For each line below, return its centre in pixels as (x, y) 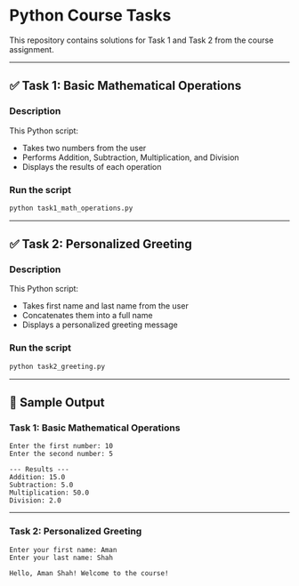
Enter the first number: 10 (61, 446)
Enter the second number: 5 (61, 454)
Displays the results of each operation (92, 166)
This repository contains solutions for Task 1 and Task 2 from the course (141, 40)
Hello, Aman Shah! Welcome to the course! (89, 573)
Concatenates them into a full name (87, 316)
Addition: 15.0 (37, 478)
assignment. (32, 49)
